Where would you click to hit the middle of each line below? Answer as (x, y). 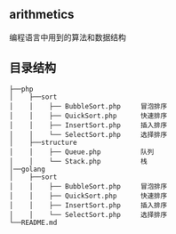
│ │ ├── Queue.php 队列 (82, 152)
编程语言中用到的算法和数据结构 (68, 37)
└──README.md (33, 222)
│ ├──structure (43, 142)
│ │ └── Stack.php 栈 (79, 161)
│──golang (28, 169)
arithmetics (42, 15)
